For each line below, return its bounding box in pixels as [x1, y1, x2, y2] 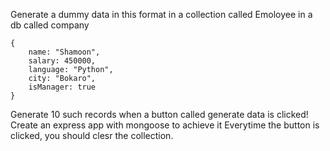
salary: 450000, [28, 56, 97, 66]
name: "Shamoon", [28, 47, 101, 57]
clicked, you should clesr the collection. [10, 130, 174, 141]
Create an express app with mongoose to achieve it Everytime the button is [10, 119, 320, 131]
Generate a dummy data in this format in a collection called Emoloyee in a [10, 9, 313, 20]
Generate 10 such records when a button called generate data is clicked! [10, 109, 309, 120]
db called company [10, 19, 90, 31]
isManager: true [28, 82, 97, 92]
